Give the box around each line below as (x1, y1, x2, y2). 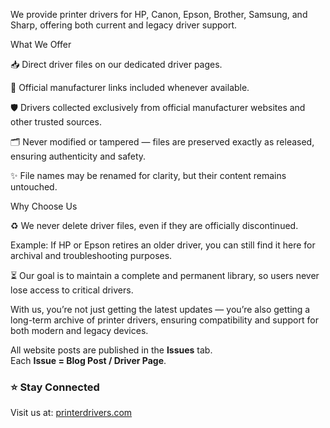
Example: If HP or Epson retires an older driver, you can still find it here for (10, 239, 316, 251)
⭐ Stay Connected (10, 380, 100, 394)
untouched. (10, 181, 58, 193)
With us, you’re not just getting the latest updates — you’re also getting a (10, 304, 311, 315)
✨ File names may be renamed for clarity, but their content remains (10, 170, 287, 181)
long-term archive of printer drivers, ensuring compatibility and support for (10, 314, 319, 326)
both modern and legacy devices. (10, 325, 149, 336)
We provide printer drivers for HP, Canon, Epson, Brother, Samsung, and (10, 9, 308, 20)
